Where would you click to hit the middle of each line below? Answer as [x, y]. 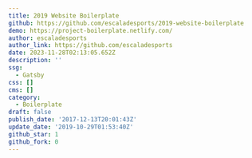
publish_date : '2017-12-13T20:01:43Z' [73, 120]
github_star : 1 [33, 134]
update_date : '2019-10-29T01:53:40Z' [71, 127]
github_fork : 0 [33, 142]
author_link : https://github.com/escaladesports [91, 45]
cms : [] [21, 90]
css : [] [21, 82]
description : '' [35, 61]
